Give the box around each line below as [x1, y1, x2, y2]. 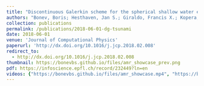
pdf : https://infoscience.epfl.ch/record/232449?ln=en [6, 65, 148, 71]
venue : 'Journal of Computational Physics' [6, 37, 118, 43]
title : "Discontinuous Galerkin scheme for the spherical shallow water [6, 8, 194, 15]
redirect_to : [6, 48, 39, 55]
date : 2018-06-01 [6, 31, 50, 38]
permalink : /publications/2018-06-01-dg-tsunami [6, 25, 132, 32]
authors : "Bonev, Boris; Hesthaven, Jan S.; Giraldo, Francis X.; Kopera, [6, 15, 200, 21]
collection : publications [6, 20, 72, 26]
